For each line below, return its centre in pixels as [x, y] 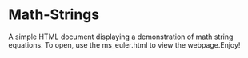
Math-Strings [54, 15]
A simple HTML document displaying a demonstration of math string [121, 37]
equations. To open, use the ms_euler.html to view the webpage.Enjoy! [124, 44]
